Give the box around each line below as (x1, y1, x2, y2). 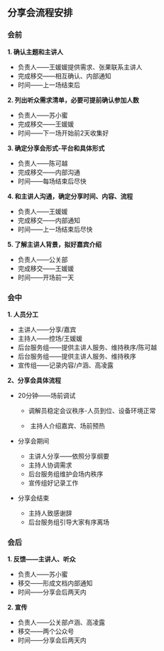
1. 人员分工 (7, 309, 39, 319)
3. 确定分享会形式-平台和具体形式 (7, 143, 105, 152)
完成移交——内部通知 (17, 216, 80, 225)
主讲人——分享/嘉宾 (17, 325, 77, 334)
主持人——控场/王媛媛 (17, 334, 83, 342)
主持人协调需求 (28, 461, 72, 469)
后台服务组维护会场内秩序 (28, 469, 104, 478)
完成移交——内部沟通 (17, 168, 80, 176)
